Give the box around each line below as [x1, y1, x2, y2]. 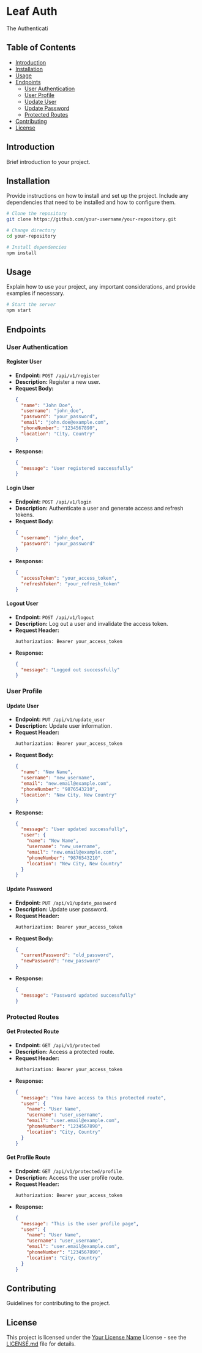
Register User [6, 358, 42, 365]
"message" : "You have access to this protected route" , [21, 1094, 166, 1101]
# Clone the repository [6, 211, 67, 217]
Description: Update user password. [15, 905, 108, 913]
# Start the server [6, 302, 56, 308]
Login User [6, 484, 35, 491]
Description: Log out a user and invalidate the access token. [15, 620, 168, 627]
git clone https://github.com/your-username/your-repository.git [6, 216, 176, 222]
